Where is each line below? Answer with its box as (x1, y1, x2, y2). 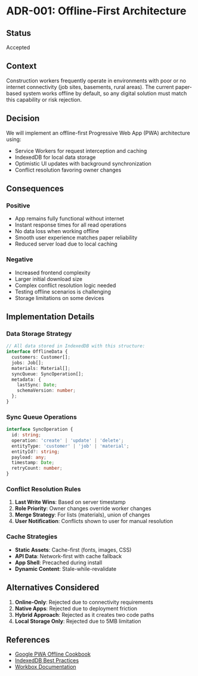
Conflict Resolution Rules (6, 485, 82, 494)
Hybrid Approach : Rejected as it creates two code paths (14, 611, 154, 618)
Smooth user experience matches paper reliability (14, 234, 138, 241)
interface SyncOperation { (6, 426, 73, 433)
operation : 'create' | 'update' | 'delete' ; (11, 438, 124, 443)
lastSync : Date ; (17, 382, 58, 388)
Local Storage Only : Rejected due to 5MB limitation (14, 617, 141, 625)
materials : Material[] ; (11, 365, 70, 371)
